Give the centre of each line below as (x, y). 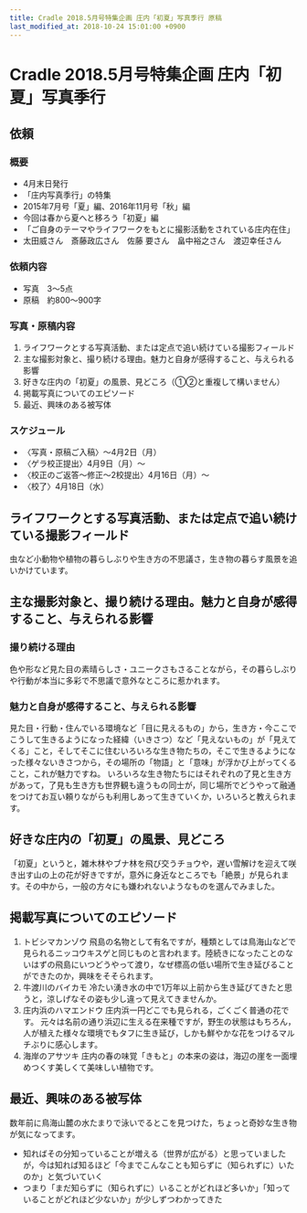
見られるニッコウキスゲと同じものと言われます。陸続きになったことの (154, 952)
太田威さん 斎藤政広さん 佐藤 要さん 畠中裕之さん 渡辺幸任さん (152, 241)
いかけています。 (41, 570)
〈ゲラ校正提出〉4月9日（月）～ (84, 463)
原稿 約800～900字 (62, 300)
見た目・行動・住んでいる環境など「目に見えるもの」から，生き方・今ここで (153, 729)
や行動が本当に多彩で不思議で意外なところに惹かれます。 (117, 680)
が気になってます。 (45, 1133)
